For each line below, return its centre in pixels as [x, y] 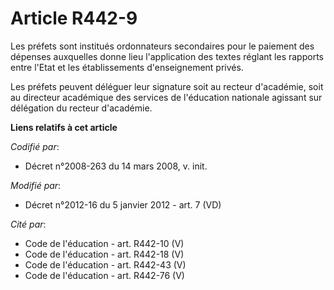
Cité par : [28, 224]
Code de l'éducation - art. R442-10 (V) [104, 243]
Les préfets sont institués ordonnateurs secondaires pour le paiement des [162, 46]
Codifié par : [35, 146]
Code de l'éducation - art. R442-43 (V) [105, 264]
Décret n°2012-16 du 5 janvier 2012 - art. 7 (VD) [123, 204]
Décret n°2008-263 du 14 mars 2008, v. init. [116, 166]
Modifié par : [36, 185]
